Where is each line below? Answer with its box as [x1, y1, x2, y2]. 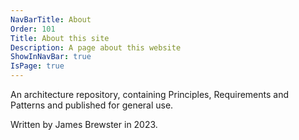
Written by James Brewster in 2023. [10, 119, 158, 130]
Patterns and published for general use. [10, 99, 174, 111]
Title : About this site [10, 33, 110, 43]
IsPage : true [10, 61, 65, 71]
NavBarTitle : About [10, 14, 92, 25]
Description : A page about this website [10, 42, 182, 53]
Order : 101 [10, 24, 56, 34]
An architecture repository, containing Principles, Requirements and [10, 89, 290, 100]
